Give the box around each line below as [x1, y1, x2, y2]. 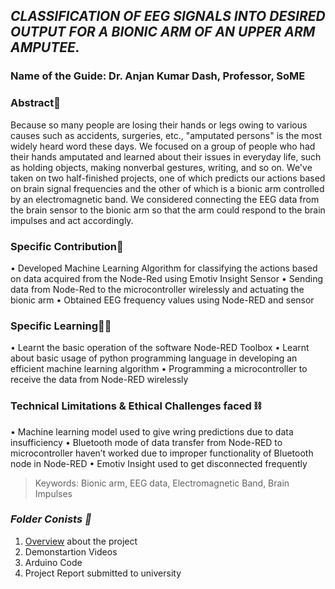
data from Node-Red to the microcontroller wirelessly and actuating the [10, 283, 305, 295]
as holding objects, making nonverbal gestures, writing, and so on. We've [10, 161, 313, 173]
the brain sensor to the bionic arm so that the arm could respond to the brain [10, 204, 326, 216]
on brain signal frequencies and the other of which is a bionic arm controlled [10, 182, 325, 194]
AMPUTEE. [10, 39, 80, 56]
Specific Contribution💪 [10, 239, 124, 253]
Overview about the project [24, 535, 138, 547]
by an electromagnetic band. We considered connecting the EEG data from [10, 193, 320, 205]
